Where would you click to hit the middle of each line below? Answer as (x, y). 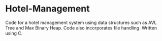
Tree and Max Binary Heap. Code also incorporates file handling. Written (81, 27)
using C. (14, 33)
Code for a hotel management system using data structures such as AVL (81, 22)
